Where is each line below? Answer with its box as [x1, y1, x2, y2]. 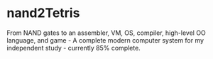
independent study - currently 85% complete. [6, 43, 141, 52]
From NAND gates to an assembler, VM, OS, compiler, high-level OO [6, 28, 207, 37]
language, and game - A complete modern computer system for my [6, 36, 204, 44]
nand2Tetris [6, 5, 80, 21]
